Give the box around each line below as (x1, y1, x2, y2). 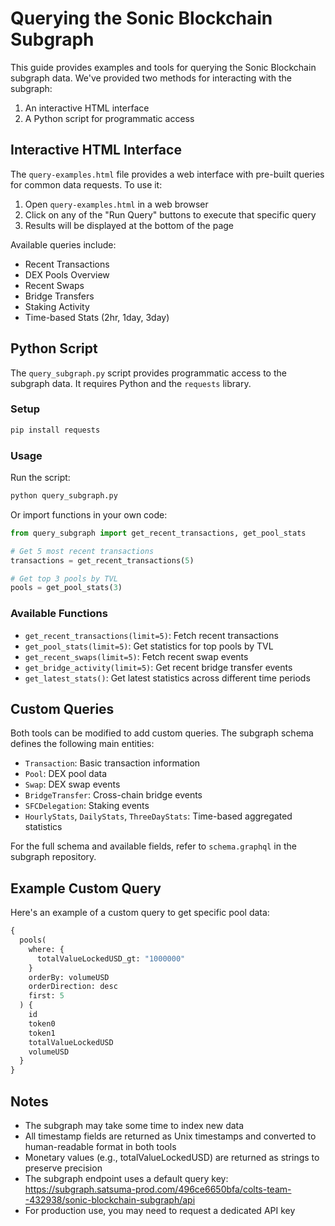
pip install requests (10, 425, 101, 435)
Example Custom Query (10, 880, 162, 897)
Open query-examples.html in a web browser (24, 198, 209, 210)
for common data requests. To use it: (10, 178, 163, 191)
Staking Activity (24, 300, 90, 312)
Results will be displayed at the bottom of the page (24, 219, 234, 231)
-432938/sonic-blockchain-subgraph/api (24, 1194, 196, 1206)
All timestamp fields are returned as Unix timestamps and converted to (24, 1130, 317, 1142)
